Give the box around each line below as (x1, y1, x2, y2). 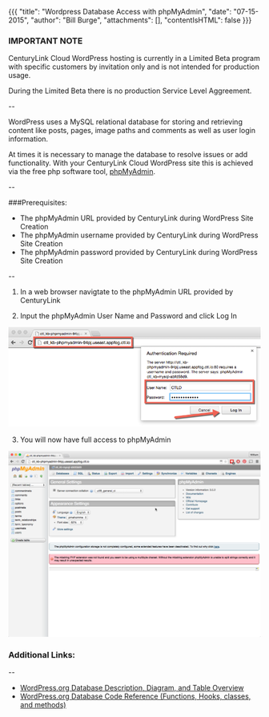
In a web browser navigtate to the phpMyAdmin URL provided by (19, 287, 234, 297)
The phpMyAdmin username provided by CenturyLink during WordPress (19, 230, 259, 240)
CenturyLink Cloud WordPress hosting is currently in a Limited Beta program (8, 54, 260, 63)
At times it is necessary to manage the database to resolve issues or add (8, 150, 248, 160)
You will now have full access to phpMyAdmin (19, 435, 171, 444)
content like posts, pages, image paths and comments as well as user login (8, 126, 256, 136)
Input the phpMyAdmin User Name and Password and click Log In (19, 311, 238, 321)
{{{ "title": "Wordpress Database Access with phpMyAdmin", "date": (8, 7, 232, 16)
